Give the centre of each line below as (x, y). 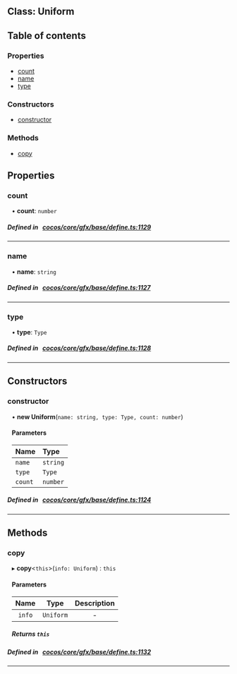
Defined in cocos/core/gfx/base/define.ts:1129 (79, 227)
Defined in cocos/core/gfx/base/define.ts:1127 (79, 288)
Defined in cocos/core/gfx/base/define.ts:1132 (79, 651)
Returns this (31, 634)
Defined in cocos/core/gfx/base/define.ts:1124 (79, 500)
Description (95, 603)
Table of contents (47, 36)
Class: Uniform (41, 12)
